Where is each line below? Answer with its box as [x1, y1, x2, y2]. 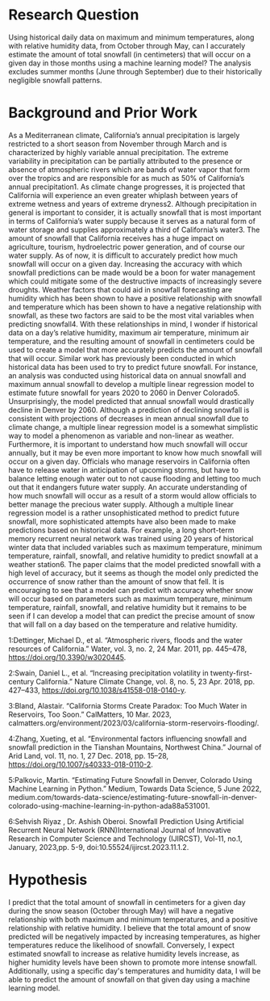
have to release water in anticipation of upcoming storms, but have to [8, 465, 239, 474]
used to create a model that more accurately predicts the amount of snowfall [8, 345, 263, 355]
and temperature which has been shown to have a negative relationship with [8, 301, 262, 312]
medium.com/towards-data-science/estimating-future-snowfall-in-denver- [8, 792, 258, 801]
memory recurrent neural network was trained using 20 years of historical [8, 533, 254, 543]
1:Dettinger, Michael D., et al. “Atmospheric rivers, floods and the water [8, 635, 243, 645]
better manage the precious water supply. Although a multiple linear [8, 499, 234, 509]
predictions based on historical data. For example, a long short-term [8, 525, 235, 535]
